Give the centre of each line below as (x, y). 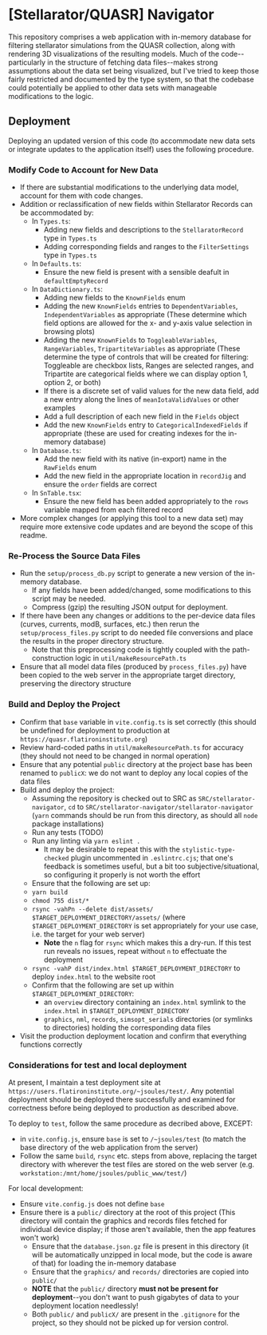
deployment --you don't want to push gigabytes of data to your (135, 1297)
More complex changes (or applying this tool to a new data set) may (132, 519)
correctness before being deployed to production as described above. (124, 1107)
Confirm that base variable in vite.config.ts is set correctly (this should (138, 721)
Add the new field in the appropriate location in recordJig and (145, 476)
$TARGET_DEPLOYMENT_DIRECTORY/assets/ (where (108, 917)
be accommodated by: (57, 213)
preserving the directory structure (75, 684)
